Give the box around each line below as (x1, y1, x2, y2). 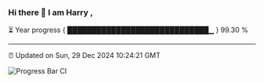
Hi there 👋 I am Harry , (8, 7, 93, 18)
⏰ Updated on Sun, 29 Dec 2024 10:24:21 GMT (8, 51, 161, 60)
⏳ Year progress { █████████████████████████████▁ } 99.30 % (8, 25, 249, 34)
